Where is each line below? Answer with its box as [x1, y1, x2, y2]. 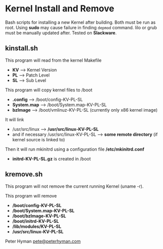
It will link [5, 117, 24, 123]
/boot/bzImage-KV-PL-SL [12, 213, 66, 219]
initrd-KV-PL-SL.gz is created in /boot [12, 156, 91, 162]
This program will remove [5, 193, 57, 199]
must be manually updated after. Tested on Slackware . [5, 30, 117, 36]
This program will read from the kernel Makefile [5, 57, 102, 63]
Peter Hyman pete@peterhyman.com [5, 238, 81, 244]
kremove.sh [5, 170, 43, 178]
